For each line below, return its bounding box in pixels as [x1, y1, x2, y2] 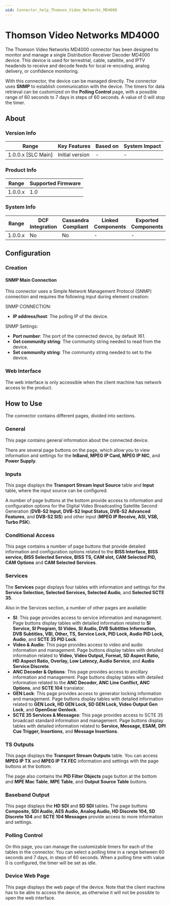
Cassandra [62, 217, 89, 224]
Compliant [63, 223, 89, 230]
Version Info [5, 129, 37, 137]
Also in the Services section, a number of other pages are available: [5, 604, 148, 610]
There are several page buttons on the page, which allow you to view [5, 447, 150, 453]
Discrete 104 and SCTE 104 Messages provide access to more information [5, 814, 163, 820]
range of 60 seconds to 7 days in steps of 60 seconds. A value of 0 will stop [5, 94, 165, 100]
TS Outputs [5, 741, 34, 748]
